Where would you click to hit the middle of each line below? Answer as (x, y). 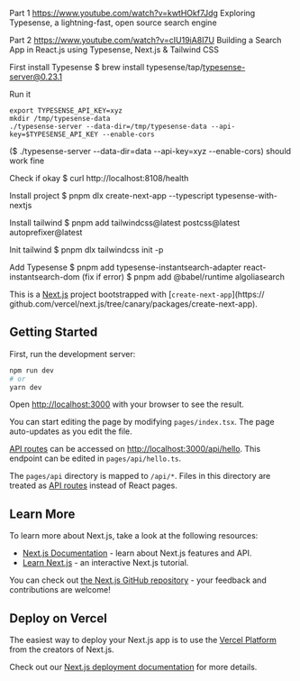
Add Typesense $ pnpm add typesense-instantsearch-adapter (125, 267)
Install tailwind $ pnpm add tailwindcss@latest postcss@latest (125, 223)
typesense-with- (246, 196)
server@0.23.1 (36, 77)
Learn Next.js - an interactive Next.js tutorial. (105, 563)
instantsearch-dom (45, 277)
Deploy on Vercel (59, 618)
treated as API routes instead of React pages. (93, 485)
